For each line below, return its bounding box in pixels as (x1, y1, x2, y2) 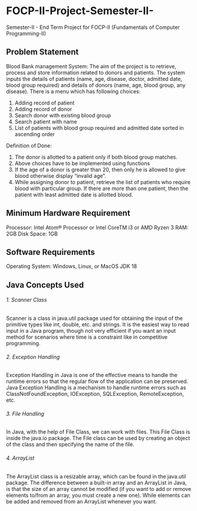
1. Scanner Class (6, 296, 47, 303)
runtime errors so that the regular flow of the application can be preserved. (6, 378, 189, 385)
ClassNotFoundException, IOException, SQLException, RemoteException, (6, 391, 184, 398)
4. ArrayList (6, 454, 35, 461)
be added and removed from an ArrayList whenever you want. (6, 497, 157, 505)
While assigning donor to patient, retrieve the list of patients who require (14, 178, 191, 185)
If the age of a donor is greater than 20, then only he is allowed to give (14, 166, 186, 173)
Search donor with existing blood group (14, 112, 111, 119)
